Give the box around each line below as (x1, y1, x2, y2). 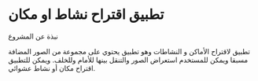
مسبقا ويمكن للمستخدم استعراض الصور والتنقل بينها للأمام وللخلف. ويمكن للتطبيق (8, 55, 249, 64)
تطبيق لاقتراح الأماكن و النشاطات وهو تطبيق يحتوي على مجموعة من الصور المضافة (8, 46, 250, 56)
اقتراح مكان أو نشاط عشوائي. (8, 63, 96, 72)
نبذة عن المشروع (8, 31, 59, 41)
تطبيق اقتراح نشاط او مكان (8, 6, 164, 24)
